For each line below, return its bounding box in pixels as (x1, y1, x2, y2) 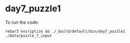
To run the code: (5, 19, 39, 25)
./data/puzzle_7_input (5, 33, 52, 38)
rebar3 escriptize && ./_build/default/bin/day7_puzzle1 (5, 29, 126, 34)
